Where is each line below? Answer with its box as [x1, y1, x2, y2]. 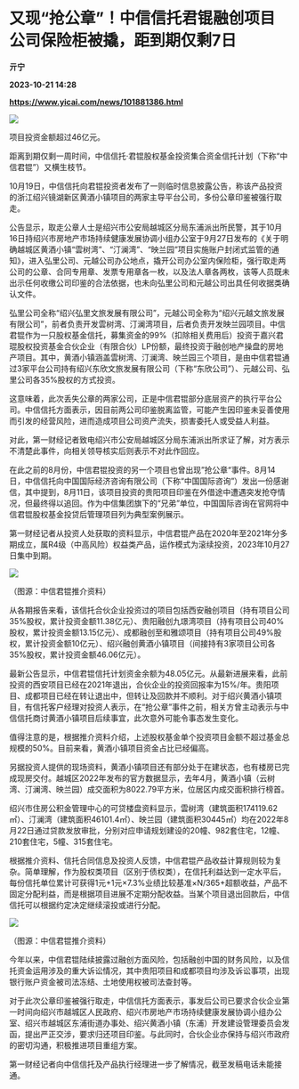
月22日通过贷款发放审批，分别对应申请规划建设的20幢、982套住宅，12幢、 [9, 825, 285, 835]
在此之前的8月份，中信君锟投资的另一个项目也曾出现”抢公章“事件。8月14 [9, 464, 276, 475]
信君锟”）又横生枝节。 [9, 161, 92, 172]
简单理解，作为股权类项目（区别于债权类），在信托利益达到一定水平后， [24, 866, 287, 877]
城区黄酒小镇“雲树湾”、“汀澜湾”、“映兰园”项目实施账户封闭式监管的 [24, 244, 271, 255]
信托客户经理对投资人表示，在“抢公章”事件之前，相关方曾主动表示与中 [32, 701, 289, 712]
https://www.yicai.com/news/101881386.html [9, 96, 184, 107]
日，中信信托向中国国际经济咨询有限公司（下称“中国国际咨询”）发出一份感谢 [9, 475, 289, 486]
